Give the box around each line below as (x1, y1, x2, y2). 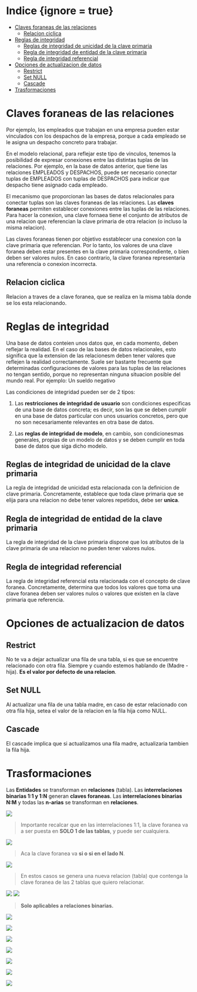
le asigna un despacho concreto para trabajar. (6, 138, 118, 145)
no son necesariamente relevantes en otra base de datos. (14, 418, 155, 425)
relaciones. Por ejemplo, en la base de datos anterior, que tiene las (6, 162, 168, 169)
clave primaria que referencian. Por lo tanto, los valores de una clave (6, 241, 172, 248)
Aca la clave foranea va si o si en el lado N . (20, 850, 125, 857)
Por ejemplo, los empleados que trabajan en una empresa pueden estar (6, 126, 179, 133)
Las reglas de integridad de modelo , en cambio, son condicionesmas (14, 430, 184, 437)
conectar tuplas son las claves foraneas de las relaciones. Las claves (6, 199, 174, 206)
